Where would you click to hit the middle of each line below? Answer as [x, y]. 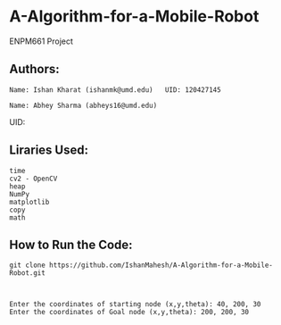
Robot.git [28, 273]
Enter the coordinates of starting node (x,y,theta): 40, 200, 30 [135, 304]
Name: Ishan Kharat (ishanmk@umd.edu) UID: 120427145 [115, 90]
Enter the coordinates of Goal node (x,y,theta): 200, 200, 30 [129, 312]
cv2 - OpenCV [33, 179]
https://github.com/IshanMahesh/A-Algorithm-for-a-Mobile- [161, 265]
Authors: [34, 69]
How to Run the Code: [71, 244]
